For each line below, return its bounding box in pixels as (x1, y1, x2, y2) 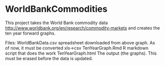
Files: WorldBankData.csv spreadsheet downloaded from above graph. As (5, 39, 155, 45)
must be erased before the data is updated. (5, 55, 93, 61)
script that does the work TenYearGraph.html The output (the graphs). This (5, 50, 157, 56)
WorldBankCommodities (5, 3, 107, 15)
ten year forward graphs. (5, 30, 56, 36)
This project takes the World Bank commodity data (5, 20, 108, 26)
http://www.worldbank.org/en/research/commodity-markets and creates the (5, 25, 160, 31)
